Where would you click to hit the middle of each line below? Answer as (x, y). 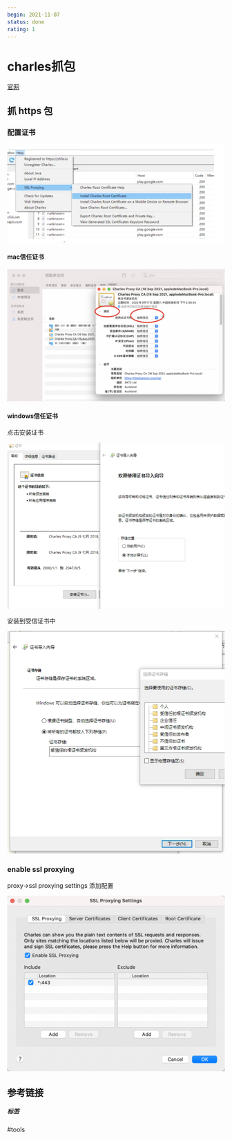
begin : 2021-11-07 (33, 15)
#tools (16, 1129)
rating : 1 (21, 29)
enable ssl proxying (41, 870)
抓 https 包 (30, 111)
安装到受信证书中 (31, 621)
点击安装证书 (25, 432)
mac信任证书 (26, 257)
